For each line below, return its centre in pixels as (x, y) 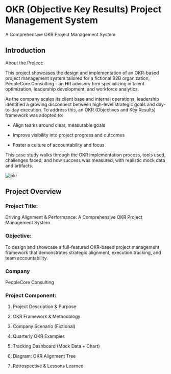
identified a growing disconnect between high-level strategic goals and (80, 104)
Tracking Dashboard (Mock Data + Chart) (56, 346)
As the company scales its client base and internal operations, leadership (82, 99)
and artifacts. (19, 166)
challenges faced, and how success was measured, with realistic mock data (85, 160)
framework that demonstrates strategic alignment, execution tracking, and (83, 252)
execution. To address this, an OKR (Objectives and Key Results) (88, 110)
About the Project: (24, 63)
